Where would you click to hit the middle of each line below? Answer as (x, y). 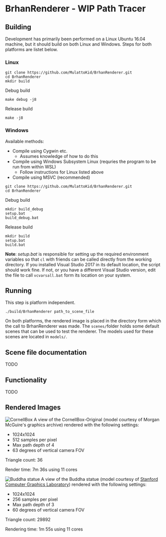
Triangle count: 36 (24, 460)
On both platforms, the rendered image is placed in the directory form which (83, 321)
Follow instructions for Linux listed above (62, 172)
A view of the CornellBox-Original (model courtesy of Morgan (97, 419)
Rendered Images (33, 408)
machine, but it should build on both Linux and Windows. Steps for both (78, 44)
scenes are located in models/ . (36, 337)
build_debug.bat (22, 218)
